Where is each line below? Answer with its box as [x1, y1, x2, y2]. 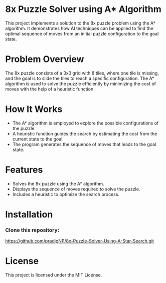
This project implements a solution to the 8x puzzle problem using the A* [5, 20, 155, 26]
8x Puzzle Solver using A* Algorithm [5, 3, 161, 15]
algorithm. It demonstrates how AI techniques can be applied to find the [5, 25, 153, 31]
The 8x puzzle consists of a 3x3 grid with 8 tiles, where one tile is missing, [5, 70, 159, 76]
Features [5, 164, 43, 175]
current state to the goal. [12, 136, 64, 142]
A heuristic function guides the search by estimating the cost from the [12, 130, 157, 136]
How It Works [5, 103, 63, 115]
